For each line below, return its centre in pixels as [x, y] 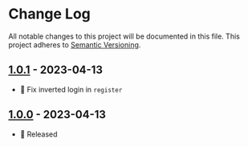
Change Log [49, 14]
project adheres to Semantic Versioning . [75, 44]
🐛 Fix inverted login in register [71, 89]
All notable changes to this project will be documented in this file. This [124, 36]
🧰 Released [39, 134]
